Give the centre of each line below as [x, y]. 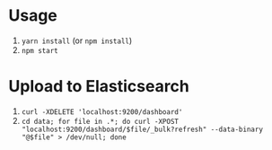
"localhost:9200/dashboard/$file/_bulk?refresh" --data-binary [142, 129]
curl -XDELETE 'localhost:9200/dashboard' [102, 112]
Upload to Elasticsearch [99, 87]
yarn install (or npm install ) [77, 40]
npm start [40, 50]
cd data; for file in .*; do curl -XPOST [100, 121]
